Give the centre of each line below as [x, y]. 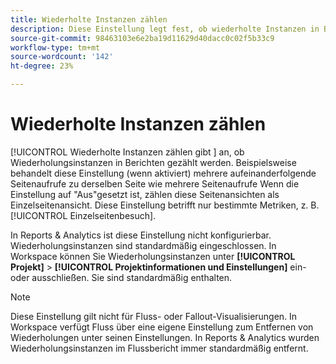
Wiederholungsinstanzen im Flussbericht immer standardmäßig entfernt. [159, 348]
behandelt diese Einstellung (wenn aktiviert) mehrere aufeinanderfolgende [163, 173]
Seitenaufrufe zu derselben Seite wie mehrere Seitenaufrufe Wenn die [155, 183]
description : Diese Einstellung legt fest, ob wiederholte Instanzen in [165, 29]
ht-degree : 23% [42, 66]
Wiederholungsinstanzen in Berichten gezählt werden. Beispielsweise [153, 162]
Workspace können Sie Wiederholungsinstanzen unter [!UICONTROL [153, 256]
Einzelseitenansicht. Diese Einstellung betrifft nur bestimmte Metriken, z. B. [165, 205]
